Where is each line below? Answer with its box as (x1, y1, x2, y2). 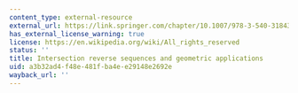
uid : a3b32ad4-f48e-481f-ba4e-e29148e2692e (9, 63, 173, 72)
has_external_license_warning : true (9, 29, 145, 38)
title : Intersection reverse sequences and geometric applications (9, 54, 264, 63)
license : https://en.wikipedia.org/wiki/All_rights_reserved (9, 37, 240, 47)
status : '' (9, 46, 50, 55)
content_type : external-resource (9, 12, 133, 22)
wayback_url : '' (9, 71, 69, 80)
